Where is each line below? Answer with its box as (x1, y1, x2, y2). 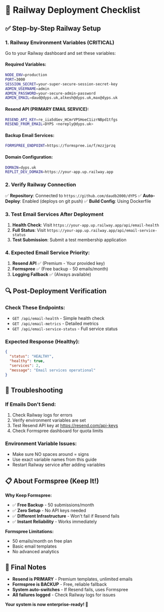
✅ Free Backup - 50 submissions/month (12, 502, 95, 508)
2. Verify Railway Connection (5, 181, 76, 188)
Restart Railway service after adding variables (12, 462, 105, 468)
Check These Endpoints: (5, 304, 66, 311)
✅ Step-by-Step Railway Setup (5, 24, 101, 33)
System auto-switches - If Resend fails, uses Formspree (12, 587, 129, 593)
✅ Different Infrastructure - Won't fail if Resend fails (12, 513, 120, 519)
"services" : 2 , (9, 363, 41, 368)
